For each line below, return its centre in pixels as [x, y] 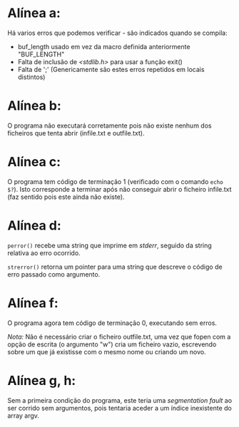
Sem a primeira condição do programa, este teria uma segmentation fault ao [120, 400]
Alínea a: [34, 13]
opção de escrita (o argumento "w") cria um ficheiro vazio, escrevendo [112, 344]
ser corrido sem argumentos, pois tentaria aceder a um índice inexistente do [119, 408]
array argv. [23, 416]
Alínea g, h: [42, 380]
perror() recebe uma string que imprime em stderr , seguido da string [110, 245]
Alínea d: [35, 225]
